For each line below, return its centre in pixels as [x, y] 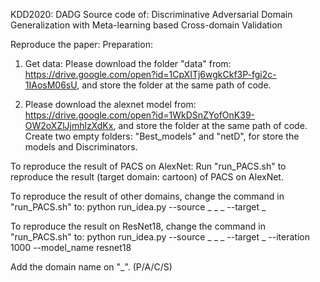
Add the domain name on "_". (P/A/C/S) [91, 267]
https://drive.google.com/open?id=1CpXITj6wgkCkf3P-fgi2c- [150, 74]
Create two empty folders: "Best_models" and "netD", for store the [162, 136]
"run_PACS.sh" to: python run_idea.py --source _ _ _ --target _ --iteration [160, 237]
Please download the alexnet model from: [110, 104]
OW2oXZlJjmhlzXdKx [69, 125]
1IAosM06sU [51, 85]
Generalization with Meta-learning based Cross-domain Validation [146, 25]
